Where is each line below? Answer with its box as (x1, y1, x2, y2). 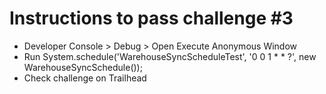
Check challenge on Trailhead (23, 72, 147, 84)
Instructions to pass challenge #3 (9, 7, 294, 30)
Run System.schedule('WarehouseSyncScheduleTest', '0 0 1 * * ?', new (23, 50, 317, 62)
